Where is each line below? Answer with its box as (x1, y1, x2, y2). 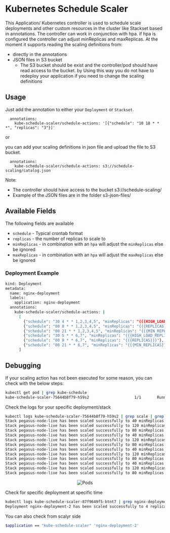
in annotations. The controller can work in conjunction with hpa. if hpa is (5, 30, 156, 37)
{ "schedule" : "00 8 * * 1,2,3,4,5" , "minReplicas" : (23, 323, 135, 329)
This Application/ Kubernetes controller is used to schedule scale (5, 20, 141, 26)
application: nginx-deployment (14, 300, 80, 305)
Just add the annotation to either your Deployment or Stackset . (5, 106, 134, 112)
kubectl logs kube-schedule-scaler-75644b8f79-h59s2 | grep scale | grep (5, 414, 164, 419)
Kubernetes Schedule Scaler (5, 3, 128, 15)
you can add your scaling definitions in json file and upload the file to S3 (5, 144, 156, 150)
